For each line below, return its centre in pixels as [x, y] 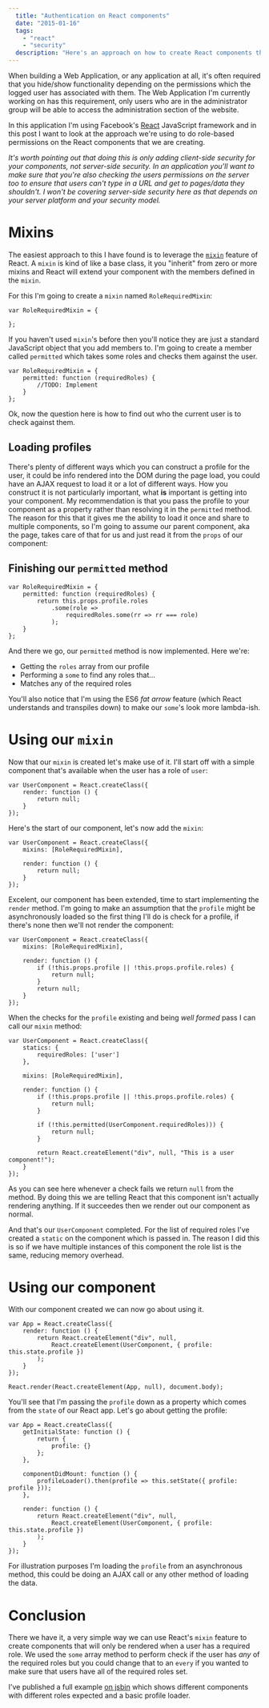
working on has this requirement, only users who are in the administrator [128, 101]
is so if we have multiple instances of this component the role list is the [125, 1246]
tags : [25, 30]
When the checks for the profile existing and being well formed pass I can [132, 1017]
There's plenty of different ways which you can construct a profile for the [129, 467]
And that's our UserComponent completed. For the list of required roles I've [129, 1229]
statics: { [41, 1048]
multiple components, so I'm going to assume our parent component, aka [129, 526]
